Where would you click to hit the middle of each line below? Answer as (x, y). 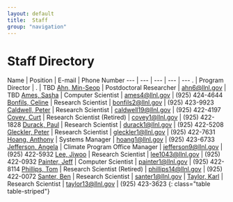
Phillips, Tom (40, 169)
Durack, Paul (41, 125)
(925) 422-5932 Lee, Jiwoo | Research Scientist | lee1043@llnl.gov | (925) (114, 155)
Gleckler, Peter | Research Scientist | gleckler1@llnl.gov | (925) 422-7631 (111, 132)
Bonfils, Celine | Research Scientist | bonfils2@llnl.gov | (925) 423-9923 (111, 102)
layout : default (31, 14)
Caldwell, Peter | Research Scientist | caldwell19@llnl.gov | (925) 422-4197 (114, 110)
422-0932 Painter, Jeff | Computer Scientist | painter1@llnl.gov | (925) (108, 162)
